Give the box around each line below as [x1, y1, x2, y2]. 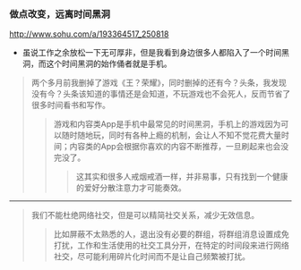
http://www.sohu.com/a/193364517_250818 [9, 29, 169, 39]
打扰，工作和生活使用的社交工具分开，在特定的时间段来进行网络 [53, 240, 289, 251]
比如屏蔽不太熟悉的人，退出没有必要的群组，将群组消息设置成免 [53, 229, 289, 240]
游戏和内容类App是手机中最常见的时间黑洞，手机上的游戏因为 [53, 119, 281, 130]
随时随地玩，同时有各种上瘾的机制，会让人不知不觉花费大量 [61, 130, 282, 140]
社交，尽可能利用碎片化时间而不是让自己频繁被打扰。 [53, 251, 251, 262]
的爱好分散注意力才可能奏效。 [75, 182, 186, 193]
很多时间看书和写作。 [30, 100, 110, 111]
